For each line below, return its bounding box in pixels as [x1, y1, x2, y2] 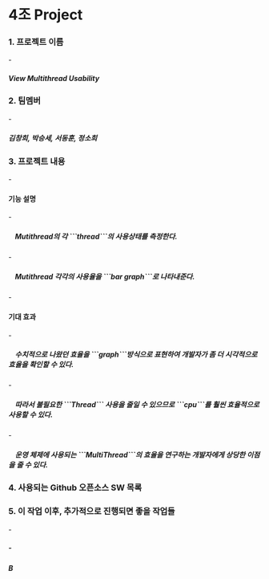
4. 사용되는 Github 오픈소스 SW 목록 [8, 482, 143, 493]
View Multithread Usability [8, 74, 100, 84]
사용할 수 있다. [8, 410, 54, 420]
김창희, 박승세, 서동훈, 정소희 [8, 133, 98, 143]
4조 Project [8, 6, 83, 24]
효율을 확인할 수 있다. [8, 360, 74, 369]
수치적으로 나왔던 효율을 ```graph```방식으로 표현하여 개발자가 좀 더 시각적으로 [14, 349, 258, 360]
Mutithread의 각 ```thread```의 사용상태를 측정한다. [14, 231, 178, 241]
